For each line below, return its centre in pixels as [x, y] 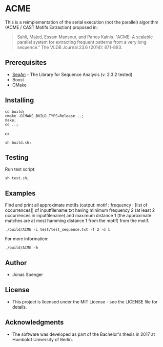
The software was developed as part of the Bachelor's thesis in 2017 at [83, 334]
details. [20, 307]
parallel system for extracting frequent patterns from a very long [82, 42]
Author [16, 263]
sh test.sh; [17, 178]
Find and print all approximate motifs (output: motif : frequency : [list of [76, 205]
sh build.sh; [18, 143]
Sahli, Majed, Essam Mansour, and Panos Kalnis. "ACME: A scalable [85, 37]
